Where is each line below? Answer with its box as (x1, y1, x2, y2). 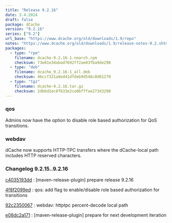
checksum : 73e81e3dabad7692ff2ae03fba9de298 (14, 60, 111, 65)
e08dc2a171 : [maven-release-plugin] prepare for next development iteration (5, 212, 167, 218)
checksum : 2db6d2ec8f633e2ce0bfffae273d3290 (14, 88, 111, 94)
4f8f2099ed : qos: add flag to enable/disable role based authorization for (5, 187, 160, 193)
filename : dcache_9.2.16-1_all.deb (14, 70, 91, 75)
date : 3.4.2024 (5, 12, 38, 17)
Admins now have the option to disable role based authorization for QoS (5, 117, 157, 123)
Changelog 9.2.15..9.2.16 (5, 165, 68, 172)
